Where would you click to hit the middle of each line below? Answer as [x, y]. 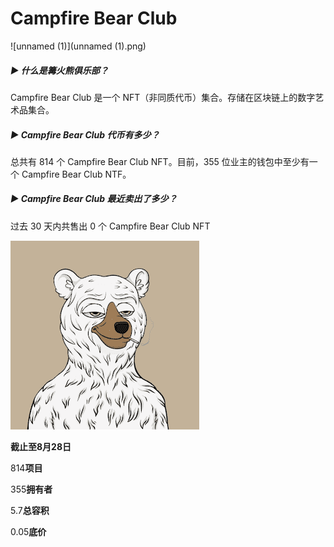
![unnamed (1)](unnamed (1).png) [78, 46]
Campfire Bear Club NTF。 [76, 174]
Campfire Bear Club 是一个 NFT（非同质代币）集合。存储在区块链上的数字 [163, 97]
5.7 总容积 [30, 510]
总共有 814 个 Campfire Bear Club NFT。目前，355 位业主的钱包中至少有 [160, 161]
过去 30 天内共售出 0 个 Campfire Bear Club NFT [110, 226]
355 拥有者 [31, 489]
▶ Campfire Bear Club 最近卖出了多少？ [94, 199]
